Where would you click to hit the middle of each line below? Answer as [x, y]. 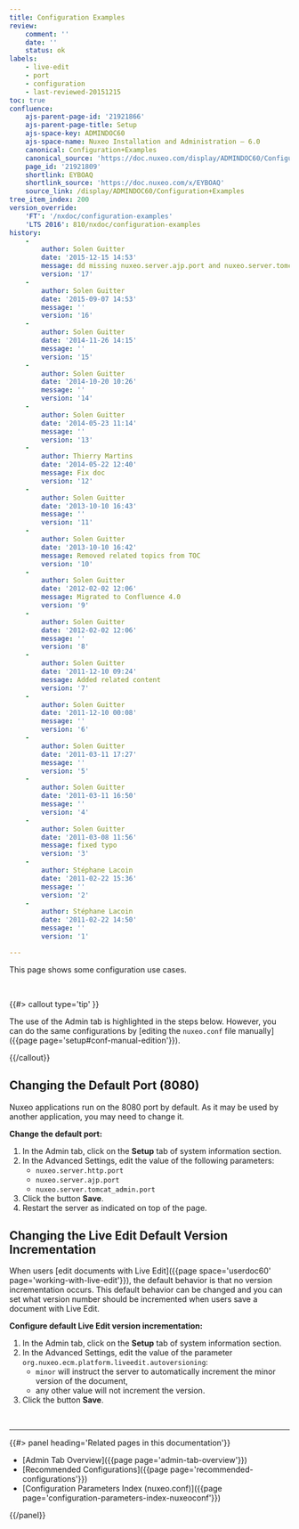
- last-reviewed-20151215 [73, 92]
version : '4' [65, 812]
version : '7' [65, 688]
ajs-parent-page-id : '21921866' [85, 117]
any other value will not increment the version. [120, 1391]
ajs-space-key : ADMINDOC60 [75, 134]
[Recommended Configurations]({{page [95, 1469]
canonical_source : [59, 158]
